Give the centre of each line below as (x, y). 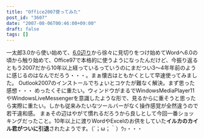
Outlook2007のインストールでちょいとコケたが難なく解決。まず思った (106, 83)
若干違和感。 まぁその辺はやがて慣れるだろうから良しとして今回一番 (92, 114)
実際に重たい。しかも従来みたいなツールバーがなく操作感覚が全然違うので (105, 106)
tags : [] (17, 35)
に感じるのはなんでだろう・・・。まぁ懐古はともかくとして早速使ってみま (99, 75)
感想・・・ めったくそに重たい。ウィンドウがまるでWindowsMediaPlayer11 (100, 91)
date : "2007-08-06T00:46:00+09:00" (51, 23)
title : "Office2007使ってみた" (44, 12)
